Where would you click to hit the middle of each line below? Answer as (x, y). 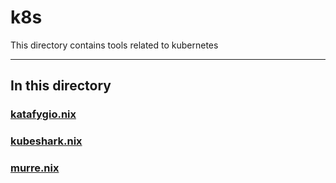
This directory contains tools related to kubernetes (114, 45)
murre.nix (35, 168)
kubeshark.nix (46, 141)
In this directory (61, 86)
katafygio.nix (43, 114)
